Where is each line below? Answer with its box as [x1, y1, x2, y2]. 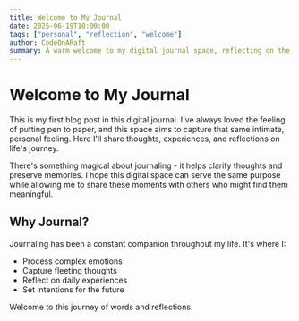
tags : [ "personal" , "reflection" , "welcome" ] [9, 30, 182, 38]
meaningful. [9, 189, 54, 199]
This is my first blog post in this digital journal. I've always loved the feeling [9, 114, 286, 125]
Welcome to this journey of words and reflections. [9, 301, 193, 312]
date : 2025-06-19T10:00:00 [9, 21, 110, 30]
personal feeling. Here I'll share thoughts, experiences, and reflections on [9, 133, 280, 144]
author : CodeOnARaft [9, 38, 87, 47]
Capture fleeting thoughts [21, 265, 118, 275]
